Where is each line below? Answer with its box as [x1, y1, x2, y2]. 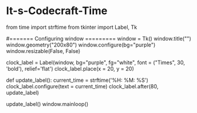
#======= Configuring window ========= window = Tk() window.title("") [6, 35, 192, 42]
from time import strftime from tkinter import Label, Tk [6, 24, 138, 31]
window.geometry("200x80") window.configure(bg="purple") [6, 41, 156, 48]
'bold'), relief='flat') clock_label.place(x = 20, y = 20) [6, 65, 134, 72]
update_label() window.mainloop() [6, 100, 89, 107]
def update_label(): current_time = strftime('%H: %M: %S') [6, 77, 149, 84]
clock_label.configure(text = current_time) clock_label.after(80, [6, 82, 159, 89]
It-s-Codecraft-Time [6, 4, 108, 18]
